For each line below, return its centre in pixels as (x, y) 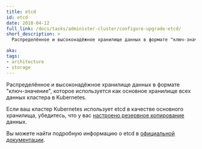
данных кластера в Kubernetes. (47, 97)
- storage (19, 67)
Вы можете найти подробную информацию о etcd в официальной (91, 133)
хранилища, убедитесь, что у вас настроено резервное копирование (95, 115)
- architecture (25, 62)
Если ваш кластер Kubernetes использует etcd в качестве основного (95, 109)
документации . (26, 139)
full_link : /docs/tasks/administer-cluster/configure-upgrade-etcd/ (94, 29)
